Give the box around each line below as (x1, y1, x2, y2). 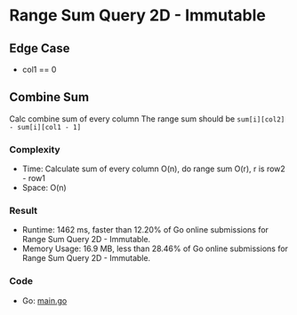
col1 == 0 (21, 64, 57, 75)
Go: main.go (21, 295, 68, 306)
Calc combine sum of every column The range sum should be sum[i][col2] (9, 113, 285, 124)
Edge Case (9, 41, 70, 56)
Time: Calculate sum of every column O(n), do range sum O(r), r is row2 (21, 163, 286, 174)
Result (9, 205, 38, 217)
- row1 (21, 173, 46, 184)
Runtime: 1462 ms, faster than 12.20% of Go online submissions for (21, 224, 269, 235)
